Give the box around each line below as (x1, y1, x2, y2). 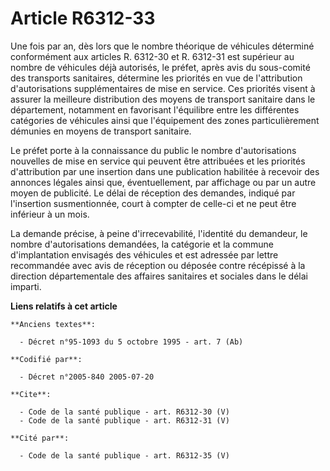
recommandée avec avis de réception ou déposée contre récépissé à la (10, 259, 306, 271)
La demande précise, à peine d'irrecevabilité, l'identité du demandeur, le (10, 227, 308, 239)
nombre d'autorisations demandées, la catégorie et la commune (10, 238, 274, 250)
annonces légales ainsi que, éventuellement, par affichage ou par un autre (10, 176, 317, 188)
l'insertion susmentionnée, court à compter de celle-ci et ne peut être (10, 197, 297, 209)
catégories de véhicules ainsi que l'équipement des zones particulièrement (10, 114, 320, 126)
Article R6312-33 (10, 7, 156, 30)
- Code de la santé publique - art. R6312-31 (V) (19, 415, 230, 426)
